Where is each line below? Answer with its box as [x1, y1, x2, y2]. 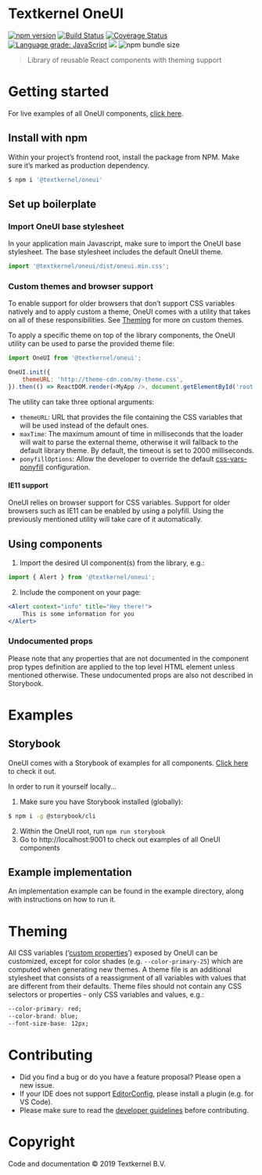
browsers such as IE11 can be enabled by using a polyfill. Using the [8, 506, 224, 516]
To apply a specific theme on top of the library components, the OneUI [8, 330, 236, 340]
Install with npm [8, 131, 88, 145]
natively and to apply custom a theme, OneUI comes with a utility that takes [8, 307, 251, 316]
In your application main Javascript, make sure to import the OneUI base [8, 239, 242, 248]
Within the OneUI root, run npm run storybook [19, 826, 166, 836]
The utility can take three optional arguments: [8, 397, 155, 407]
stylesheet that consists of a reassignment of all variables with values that [8, 973, 246, 983]
